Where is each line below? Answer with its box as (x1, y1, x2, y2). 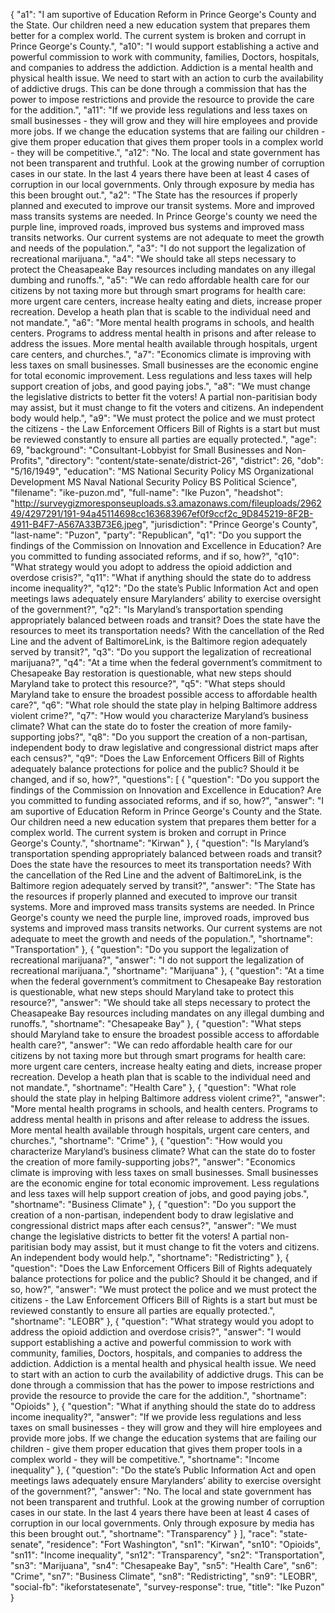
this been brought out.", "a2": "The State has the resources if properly (10, 189, 298, 201)
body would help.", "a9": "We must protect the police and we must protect (10, 412, 316, 424)
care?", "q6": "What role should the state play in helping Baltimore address (10, 699, 318, 711)
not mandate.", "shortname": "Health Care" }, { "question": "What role (10, 1082, 297, 1093)
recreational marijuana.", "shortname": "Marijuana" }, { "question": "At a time (10, 965, 325, 976)
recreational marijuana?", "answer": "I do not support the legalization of (10, 954, 305, 966)
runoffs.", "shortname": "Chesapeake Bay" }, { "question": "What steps (10, 1018, 302, 1029)
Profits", (10, 455, 44, 466)
